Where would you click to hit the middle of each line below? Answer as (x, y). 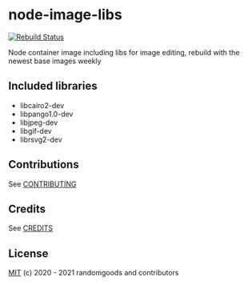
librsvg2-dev (41, 139)
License (28, 253)
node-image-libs (65, 15)
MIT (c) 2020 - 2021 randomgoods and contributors (94, 273)
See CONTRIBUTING (42, 184)
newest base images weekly (55, 61)
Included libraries (53, 86)
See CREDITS (31, 228)
